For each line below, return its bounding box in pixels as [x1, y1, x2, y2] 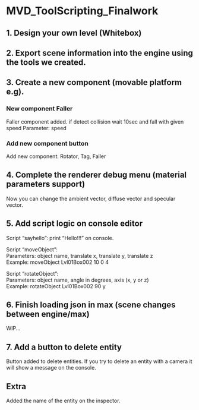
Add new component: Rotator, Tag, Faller [6, 153, 106, 160]
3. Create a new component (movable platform [6, 77, 182, 87]
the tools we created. [6, 57, 86, 67]
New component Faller [6, 105, 73, 113]
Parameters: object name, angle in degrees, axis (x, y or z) [6, 276, 150, 283]
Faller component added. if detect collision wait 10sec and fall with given [6, 118, 184, 125]
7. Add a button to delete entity [6, 342, 122, 352]
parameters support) [6, 179, 85, 190]
